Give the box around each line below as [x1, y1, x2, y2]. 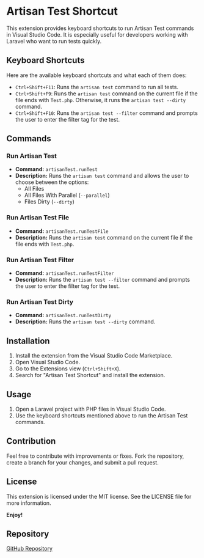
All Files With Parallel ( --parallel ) [24, 191, 110, 199]
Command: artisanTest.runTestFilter [15, 270, 114, 277]
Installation [6, 336, 50, 346]
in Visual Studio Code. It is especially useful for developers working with [6, 31, 188, 38]
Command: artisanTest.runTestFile [15, 227, 109, 235]
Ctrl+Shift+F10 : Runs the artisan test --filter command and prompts [15, 109, 199, 117]
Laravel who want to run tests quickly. [6, 37, 102, 45]
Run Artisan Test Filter [6, 255, 75, 264]
